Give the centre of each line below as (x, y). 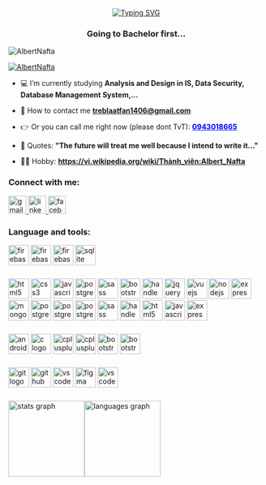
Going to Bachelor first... (136, 33)
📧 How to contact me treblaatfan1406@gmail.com (105, 111)
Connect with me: (44, 182)
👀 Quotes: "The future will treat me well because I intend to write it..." (139, 146)
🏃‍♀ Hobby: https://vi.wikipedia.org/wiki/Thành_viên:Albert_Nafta (133, 161)
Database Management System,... (79, 95)
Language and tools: (49, 232)
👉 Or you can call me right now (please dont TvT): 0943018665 (129, 127)
